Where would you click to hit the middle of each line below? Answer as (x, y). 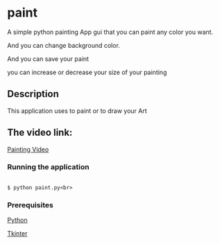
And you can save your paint (48, 59)
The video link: (40, 133)
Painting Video (28, 149)
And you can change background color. (64, 45)
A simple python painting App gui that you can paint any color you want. (110, 32)
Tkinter (17, 234)
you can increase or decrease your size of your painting (87, 72)
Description (33, 94)
